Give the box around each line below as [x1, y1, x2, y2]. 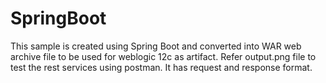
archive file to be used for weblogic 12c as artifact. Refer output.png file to [10, 50, 317, 62]
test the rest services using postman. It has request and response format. [10, 61, 313, 73]
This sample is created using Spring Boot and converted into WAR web [10, 40, 302, 52]
